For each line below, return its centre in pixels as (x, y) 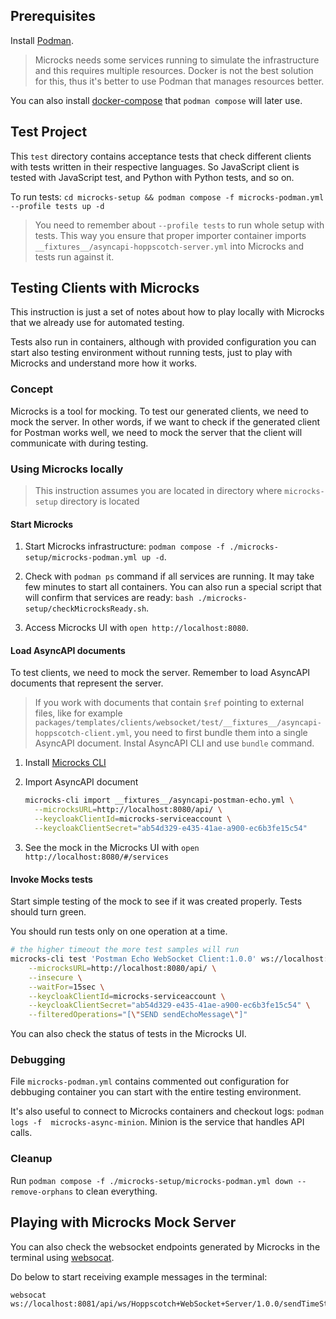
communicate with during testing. (79, 443)
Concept (31, 389)
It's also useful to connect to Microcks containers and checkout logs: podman (167, 1111)
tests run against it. (74, 256)
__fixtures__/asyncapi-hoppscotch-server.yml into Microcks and (169, 246)
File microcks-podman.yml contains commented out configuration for (150, 1081)
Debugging (38, 1060)
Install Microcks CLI (65, 763)
